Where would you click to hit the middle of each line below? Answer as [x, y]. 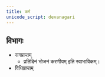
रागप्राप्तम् [23, 55]
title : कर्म [18, 11]
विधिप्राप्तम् [24, 68]
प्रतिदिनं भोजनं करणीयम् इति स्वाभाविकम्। [62, 62]
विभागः [15, 41]
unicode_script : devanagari [41, 17]
